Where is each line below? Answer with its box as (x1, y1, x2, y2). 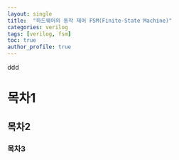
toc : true (7, 37, 37, 44)
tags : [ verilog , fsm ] (7, 30, 72, 38)
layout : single (7, 10, 53, 18)
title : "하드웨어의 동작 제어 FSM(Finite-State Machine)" (7, 17, 173, 24)
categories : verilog (7, 23, 69, 31)
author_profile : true (7, 43, 72, 50)
